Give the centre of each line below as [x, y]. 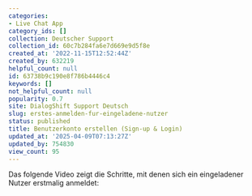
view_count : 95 [34, 151]
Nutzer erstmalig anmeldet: [54, 183]
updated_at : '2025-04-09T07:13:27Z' [70, 136]
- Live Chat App [36, 23]
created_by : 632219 [41, 62]
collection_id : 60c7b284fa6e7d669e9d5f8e [79, 46]
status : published [39, 121]
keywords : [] [30, 83]
